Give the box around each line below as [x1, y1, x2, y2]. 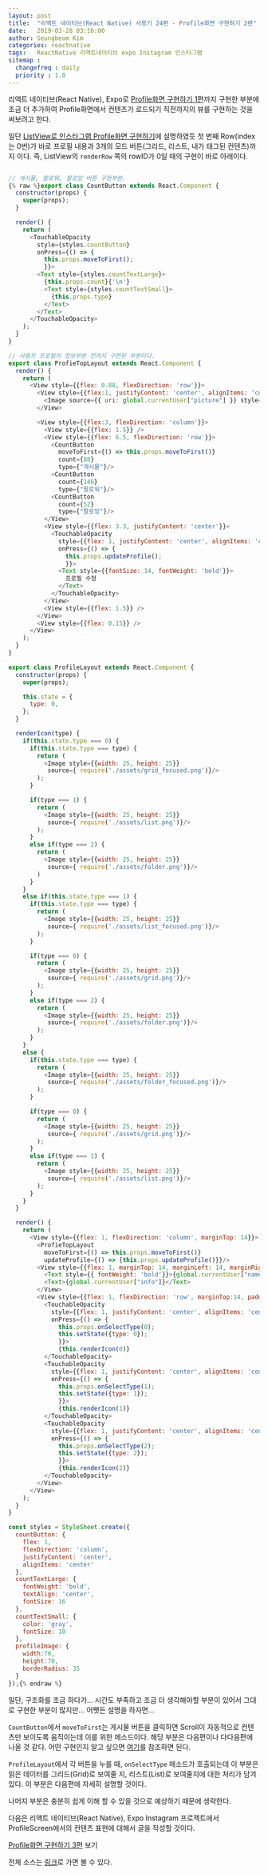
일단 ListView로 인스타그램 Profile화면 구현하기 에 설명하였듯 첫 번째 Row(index [8, 131, 256, 141]
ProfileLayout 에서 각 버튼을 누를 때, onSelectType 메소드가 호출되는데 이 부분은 [8, 1759, 259, 1768]
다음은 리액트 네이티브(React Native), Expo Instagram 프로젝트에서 [8, 1813, 219, 1823]
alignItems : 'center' [22, 1560, 94, 1568]
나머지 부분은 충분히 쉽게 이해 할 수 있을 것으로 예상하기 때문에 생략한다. [8, 1796, 231, 1805]
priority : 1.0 [15, 71, 66, 79]
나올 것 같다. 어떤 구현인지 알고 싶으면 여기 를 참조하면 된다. [8, 1742, 191, 1752]
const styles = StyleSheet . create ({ [8, 1524, 130, 1532]
